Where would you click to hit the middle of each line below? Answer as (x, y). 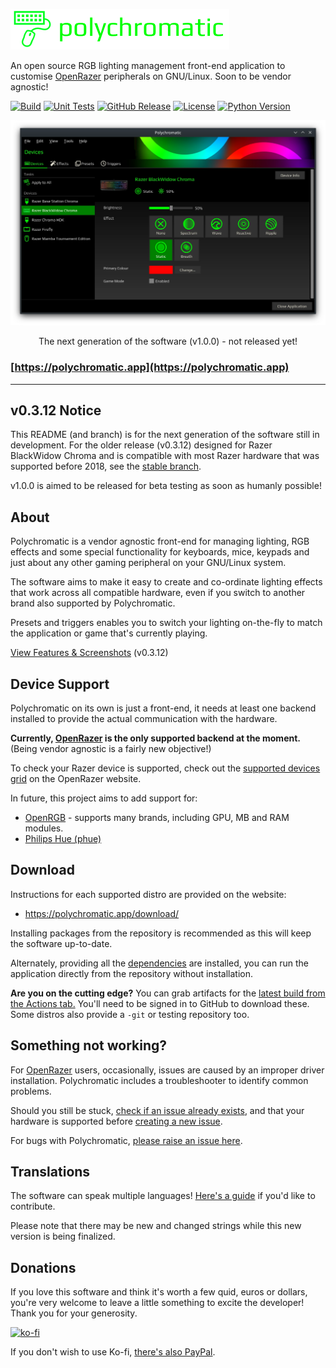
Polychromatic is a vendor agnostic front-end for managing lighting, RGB (160, 541)
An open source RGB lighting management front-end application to (148, 65)
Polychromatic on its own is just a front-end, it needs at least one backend (163, 708)
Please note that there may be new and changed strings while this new (156, 1226)
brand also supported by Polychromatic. (93, 603)
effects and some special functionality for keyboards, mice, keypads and (160, 552)
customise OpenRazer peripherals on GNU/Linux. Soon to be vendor (151, 76)
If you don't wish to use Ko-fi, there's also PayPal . (113, 1352)
